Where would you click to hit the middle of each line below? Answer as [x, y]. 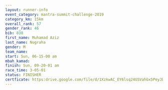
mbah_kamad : [17, 61]
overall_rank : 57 [23, 24]
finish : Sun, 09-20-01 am [32, 65]
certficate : [17, 79]
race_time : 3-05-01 [25, 70]
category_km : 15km [24, 19]
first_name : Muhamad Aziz [32, 38]
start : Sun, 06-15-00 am [31, 56]
